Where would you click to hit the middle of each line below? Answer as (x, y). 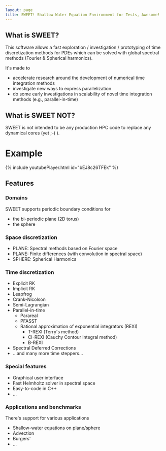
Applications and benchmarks (43, 407)
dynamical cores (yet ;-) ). (32, 133)
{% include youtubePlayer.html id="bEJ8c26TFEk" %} (62, 167)
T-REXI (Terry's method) (53, 332)
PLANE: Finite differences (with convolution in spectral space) (77, 254)
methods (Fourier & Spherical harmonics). (49, 58)
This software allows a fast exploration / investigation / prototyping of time (83, 47)
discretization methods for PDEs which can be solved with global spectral (82, 53)
